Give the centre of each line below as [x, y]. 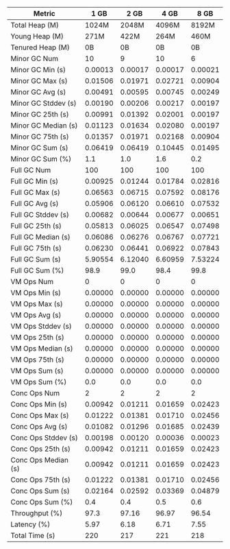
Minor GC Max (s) [39, 81]
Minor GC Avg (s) [38, 92]
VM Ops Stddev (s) [41, 326]
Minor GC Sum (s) [39, 148]
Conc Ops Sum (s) [40, 491]
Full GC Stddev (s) [40, 214]
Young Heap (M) [37, 36]
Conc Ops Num [35, 393]
